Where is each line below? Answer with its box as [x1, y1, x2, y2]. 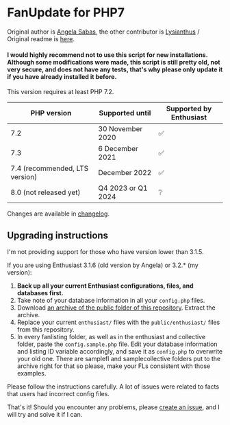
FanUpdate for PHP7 [7, 5, 125, 21]
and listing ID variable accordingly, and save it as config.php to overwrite [16, 347, 223, 355]
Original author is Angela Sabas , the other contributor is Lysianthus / [7, 27, 200, 36]
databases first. [16, 288, 64, 297]
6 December [98, 144, 138, 154]
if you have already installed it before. [7, 72, 117, 80]
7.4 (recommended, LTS [10, 163, 89, 173]
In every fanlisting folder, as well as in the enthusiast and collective [16, 332, 206, 341]
